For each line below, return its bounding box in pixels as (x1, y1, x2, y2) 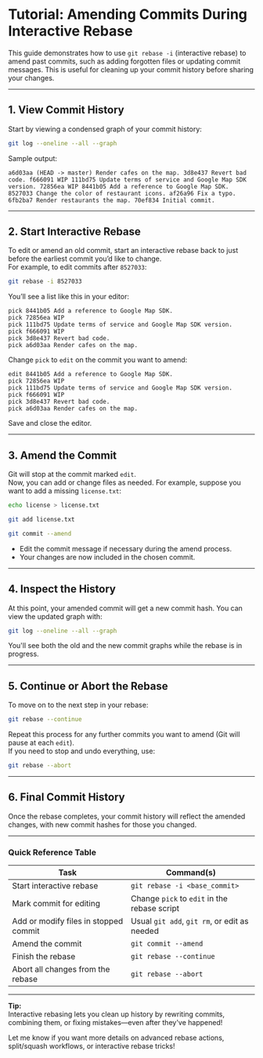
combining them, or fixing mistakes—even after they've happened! (8, 1018, 223, 1027)
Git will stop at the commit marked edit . (8, 470, 137, 479)
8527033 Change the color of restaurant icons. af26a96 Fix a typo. (8, 189, 236, 197)
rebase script (130, 903, 180, 914)
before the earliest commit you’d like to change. (8, 254, 162, 264)
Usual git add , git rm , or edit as (130, 916, 249, 927)
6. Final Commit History (8, 791, 125, 804)
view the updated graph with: (8, 611, 103, 621)
